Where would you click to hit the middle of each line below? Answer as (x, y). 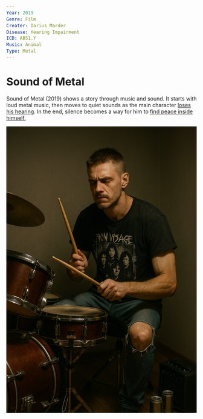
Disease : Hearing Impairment (43, 32)
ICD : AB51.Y (21, 38)
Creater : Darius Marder (36, 25)
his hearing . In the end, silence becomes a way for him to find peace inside (100, 111)
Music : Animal (24, 45)
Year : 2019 (20, 13)
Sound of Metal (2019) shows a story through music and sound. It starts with (101, 98)
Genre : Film (21, 19)
